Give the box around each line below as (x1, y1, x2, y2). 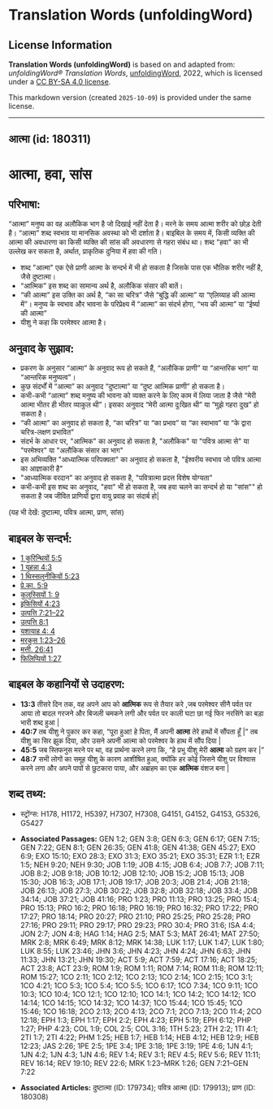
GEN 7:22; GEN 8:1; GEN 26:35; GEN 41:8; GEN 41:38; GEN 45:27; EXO (19, 843, 256, 852)
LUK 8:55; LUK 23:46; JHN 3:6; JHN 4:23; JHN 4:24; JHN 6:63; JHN (19, 946, 251, 955)
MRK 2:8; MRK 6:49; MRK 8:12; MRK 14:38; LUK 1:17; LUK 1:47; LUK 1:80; (19, 937, 265, 947)
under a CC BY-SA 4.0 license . (8, 77, 111, 86)
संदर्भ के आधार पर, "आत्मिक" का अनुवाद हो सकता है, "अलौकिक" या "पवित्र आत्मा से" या (19, 436, 249, 446)
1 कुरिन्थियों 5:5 (19, 553, 63, 563)
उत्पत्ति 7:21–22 (19, 608, 65, 618)
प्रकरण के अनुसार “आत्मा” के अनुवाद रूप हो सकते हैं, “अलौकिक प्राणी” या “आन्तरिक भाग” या (19, 363, 258, 373)
